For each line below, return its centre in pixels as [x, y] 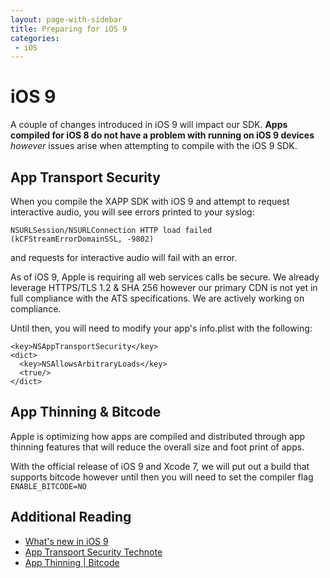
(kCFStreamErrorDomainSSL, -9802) [82, 239]
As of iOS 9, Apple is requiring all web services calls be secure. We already [165, 277]
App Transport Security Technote [93, 552]
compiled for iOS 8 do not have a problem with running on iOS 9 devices [162, 135]
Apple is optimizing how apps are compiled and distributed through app [158, 436]
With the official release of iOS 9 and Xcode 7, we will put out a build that [160, 466]
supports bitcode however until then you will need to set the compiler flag [162, 477]
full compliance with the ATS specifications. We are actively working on [157, 298]
